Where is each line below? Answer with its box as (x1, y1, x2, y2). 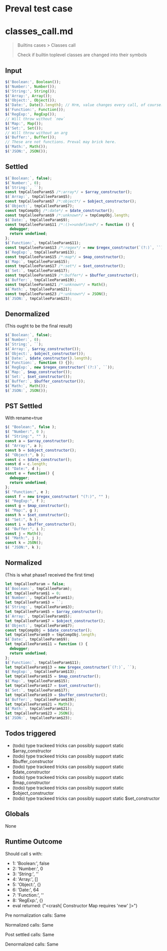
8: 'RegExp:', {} (12, 897, 43, 903)
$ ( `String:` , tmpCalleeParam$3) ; (5, 605, 75, 610)
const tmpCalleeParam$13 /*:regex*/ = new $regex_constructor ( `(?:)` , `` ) (5, 245, 164, 250)
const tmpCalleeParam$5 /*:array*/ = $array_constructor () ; (5, 190, 133, 194)
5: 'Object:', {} (12, 881, 41, 887)
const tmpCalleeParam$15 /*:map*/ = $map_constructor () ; (5, 254, 126, 259)
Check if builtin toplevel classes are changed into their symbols (17, 52, 147, 58)
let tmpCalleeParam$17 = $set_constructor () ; (5, 683, 101, 688)
